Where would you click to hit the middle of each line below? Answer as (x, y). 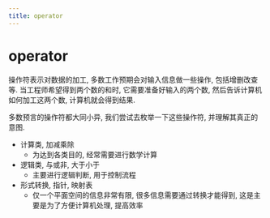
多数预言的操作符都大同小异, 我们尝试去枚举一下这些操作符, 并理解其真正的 (133, 117)
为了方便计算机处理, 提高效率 (95, 205)
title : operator (36, 16)
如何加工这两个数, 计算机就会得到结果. (72, 100)
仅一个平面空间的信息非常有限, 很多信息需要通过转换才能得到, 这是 (143, 194)
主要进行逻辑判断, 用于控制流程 (84, 174)
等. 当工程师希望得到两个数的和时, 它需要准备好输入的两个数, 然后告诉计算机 (135, 89)
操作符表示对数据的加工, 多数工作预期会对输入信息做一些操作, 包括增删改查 (133, 79)
